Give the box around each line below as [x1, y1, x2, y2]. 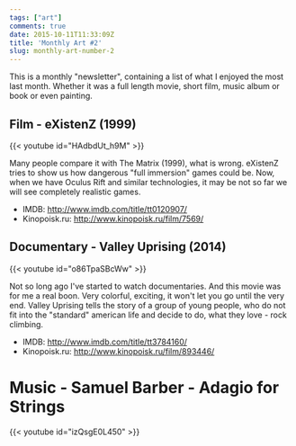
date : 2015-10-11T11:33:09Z [9, 30, 115, 39]
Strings [9, 397, 66, 416]
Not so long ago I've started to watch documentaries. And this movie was [9, 281, 282, 291]
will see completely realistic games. [9, 186, 141, 197]
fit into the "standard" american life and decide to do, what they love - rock [9, 309, 288, 320]
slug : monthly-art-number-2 [9, 47, 115, 56]
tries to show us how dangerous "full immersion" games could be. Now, [9, 167, 275, 178]
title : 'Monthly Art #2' [9, 38, 103, 48]
